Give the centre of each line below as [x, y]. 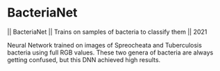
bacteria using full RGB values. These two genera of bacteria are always [110, 52]
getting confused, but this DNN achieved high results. [84, 59]
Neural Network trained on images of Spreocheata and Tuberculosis [105, 45]
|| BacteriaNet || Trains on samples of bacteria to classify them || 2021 [107, 32]
